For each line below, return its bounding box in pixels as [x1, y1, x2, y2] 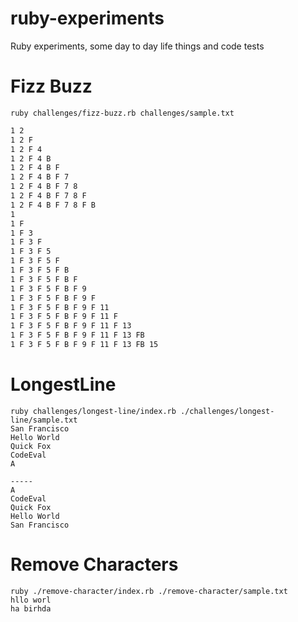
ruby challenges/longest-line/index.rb [10, 406, 177, 416]
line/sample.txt [10, 415, 78, 425]
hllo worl [10, 595, 52, 605]
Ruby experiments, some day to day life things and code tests [10, 40, 265, 52]
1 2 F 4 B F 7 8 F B [10, 200, 97, 210]
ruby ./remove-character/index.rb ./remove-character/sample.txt [10, 586, 288, 596]
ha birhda [10, 603, 52, 614]
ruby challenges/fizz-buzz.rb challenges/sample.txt [10, 108, 235, 118]
